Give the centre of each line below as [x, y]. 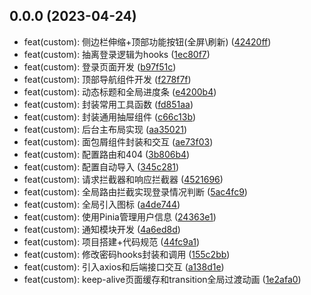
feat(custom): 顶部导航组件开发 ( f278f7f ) [107, 79]
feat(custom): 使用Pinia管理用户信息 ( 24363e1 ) [120, 216]
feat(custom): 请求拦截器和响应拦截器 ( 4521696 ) [123, 179]
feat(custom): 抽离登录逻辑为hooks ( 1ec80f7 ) [117, 54]
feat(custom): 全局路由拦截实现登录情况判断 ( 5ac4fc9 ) [135, 191]
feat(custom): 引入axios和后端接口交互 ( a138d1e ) [124, 266]
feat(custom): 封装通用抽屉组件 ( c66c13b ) [110, 116]
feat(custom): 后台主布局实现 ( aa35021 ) [105, 129]
